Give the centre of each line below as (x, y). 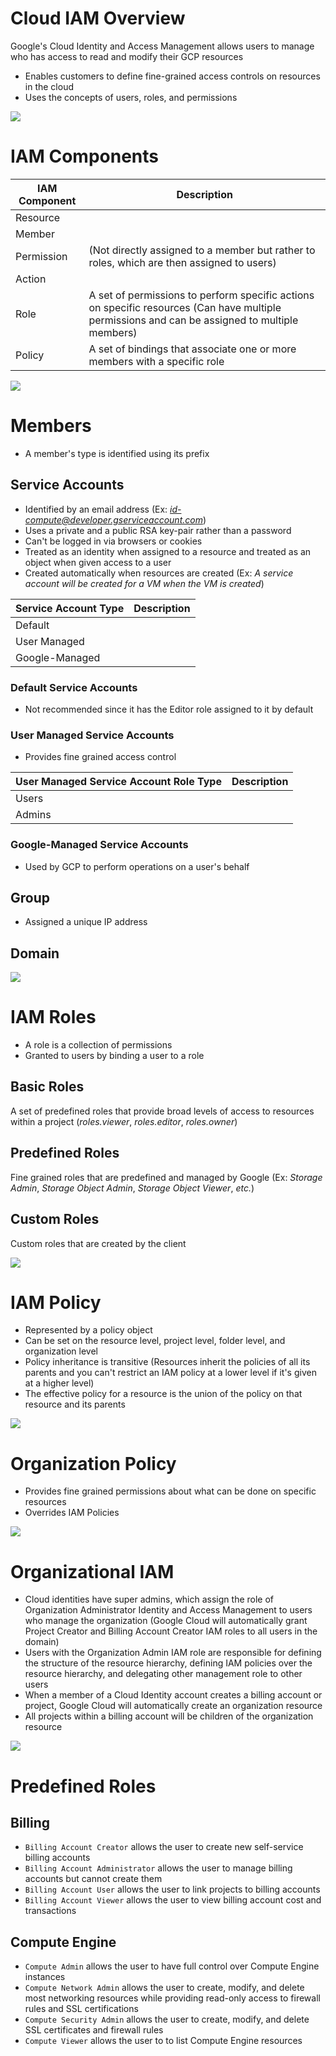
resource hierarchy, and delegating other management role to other (163, 1674)
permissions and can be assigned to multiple (193, 320)
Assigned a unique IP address (86, 922)
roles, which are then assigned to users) (182, 262)
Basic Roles (47, 1087)
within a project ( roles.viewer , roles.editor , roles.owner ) (124, 1121)
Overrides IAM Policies (72, 1513)
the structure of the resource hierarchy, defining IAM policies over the (168, 1663)
